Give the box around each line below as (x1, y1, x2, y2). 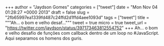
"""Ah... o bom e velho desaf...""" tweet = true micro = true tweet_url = (5, 20, 147, 25)
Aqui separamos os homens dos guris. (5, 35, 83, 41)
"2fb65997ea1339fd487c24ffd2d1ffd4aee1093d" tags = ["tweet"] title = (5, 15, 149, 20)
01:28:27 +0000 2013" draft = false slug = (5, 9, 90, 15)
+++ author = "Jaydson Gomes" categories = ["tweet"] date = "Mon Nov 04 (5, 4, 158, 10)
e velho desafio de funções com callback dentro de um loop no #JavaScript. (5, 30, 160, 36)
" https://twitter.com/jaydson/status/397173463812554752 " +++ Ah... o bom (5, 25, 158, 31)
